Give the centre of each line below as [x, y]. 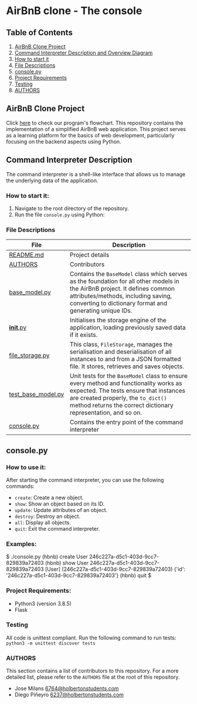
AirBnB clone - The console [74, 11]
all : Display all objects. [43, 522]
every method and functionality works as [126, 383]
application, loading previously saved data [128, 328]
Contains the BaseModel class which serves [128, 274]
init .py [18, 328]
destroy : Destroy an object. [47, 516]
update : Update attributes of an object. [61, 510]
